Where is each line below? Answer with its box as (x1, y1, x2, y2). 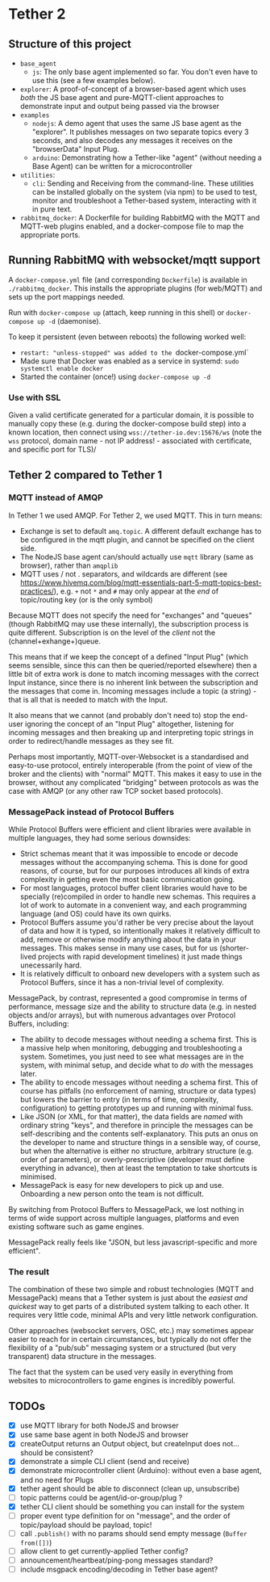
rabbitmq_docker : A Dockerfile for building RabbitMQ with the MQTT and (19, 213, 260, 222)
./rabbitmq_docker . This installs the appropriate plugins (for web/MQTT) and (8, 283, 263, 293)
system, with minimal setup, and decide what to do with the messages (19, 1060, 254, 1070)
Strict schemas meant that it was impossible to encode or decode (19, 849, 239, 858)
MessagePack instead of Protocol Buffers (8, 806, 175, 817)
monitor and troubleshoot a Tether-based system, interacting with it (31, 195, 256, 205)
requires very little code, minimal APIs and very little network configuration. (8, 1310, 258, 1320)
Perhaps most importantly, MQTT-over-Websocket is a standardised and (8, 752, 249, 762)
